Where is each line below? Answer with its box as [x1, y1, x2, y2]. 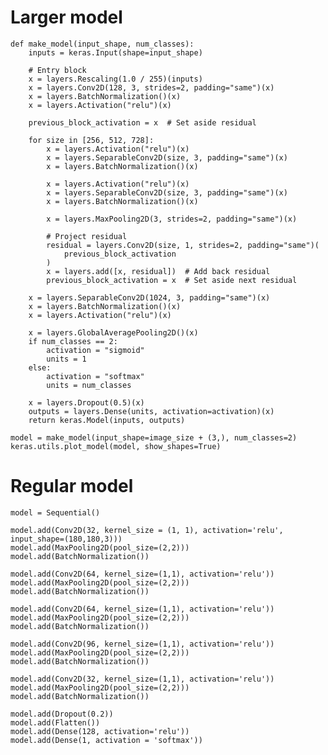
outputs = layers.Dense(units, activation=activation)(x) [28, 406, 275, 416]
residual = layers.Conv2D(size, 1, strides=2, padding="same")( [46, 240, 320, 250]
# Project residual [46, 231, 128, 241]
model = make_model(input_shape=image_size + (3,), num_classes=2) [10, 432, 298, 443]
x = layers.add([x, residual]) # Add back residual [46, 266, 271, 276]
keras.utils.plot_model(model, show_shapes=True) [10, 441, 222, 451]
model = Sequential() [10, 507, 101, 518]
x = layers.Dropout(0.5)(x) [28, 397, 145, 408]
